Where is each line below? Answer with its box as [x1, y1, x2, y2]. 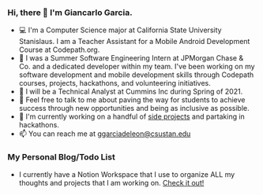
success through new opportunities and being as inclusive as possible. [18, 104, 250, 113]
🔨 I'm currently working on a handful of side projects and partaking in [18, 112, 246, 121]
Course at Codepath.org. [18, 45, 100, 54]
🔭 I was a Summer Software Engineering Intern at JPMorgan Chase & [18, 53, 244, 63]
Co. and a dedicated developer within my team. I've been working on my [18, 62, 255, 72]
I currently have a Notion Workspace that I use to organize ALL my [18, 169, 235, 179]
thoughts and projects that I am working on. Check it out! [18, 178, 205, 187]
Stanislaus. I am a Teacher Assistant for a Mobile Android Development [18, 37, 250, 46]
